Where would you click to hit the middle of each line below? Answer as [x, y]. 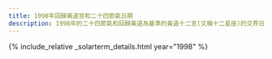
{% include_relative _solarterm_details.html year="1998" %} [108, 46]
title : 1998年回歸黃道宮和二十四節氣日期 [71, 16]
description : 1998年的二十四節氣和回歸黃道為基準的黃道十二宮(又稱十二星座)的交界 [134, 23]
